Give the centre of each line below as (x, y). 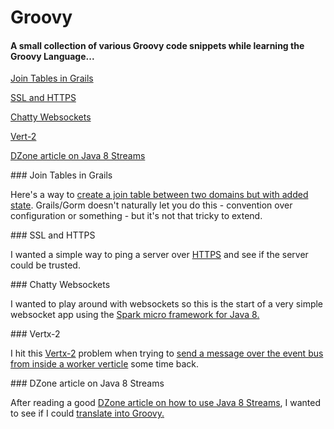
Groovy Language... (52, 56)
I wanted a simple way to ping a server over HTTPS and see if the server (159, 255)
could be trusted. (45, 265)
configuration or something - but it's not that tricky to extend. (136, 216)
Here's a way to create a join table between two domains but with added (159, 195)
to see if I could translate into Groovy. (87, 413)
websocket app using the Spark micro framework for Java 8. (135, 315)
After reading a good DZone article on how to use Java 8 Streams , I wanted (165, 403)
